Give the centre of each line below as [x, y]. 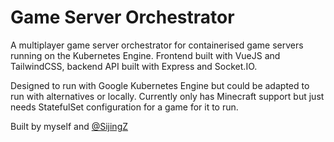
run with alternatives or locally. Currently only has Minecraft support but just [167, 96]
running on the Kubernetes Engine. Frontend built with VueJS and [145, 55]
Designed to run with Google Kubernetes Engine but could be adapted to [160, 85]
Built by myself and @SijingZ [69, 126]
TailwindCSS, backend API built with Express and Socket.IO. [134, 66]
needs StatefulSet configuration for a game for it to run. [124, 107]
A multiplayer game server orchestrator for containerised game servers [157, 45]
